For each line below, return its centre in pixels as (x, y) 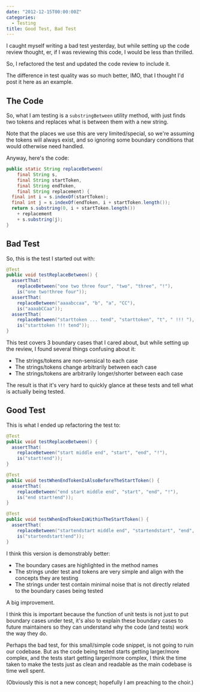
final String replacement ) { (53, 191)
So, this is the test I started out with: (51, 258)
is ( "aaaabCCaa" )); (40, 309)
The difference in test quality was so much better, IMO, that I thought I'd (95, 75)
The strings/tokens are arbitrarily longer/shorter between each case (99, 373)
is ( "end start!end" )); (45, 497)
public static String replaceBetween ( (55, 169)
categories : (21, 17)
